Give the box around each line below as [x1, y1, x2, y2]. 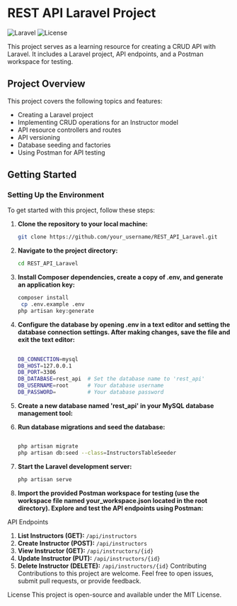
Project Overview [7, 78, 86, 90]
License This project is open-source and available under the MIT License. [7, 590, 221, 599]
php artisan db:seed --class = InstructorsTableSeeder [17, 449, 177, 456]
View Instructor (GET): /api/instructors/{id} [17, 546, 154, 555]
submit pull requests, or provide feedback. [17, 576, 141, 585]
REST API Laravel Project [7, 5, 156, 21]
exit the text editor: [17, 335, 76, 343]
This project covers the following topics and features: [7, 97, 163, 105]
